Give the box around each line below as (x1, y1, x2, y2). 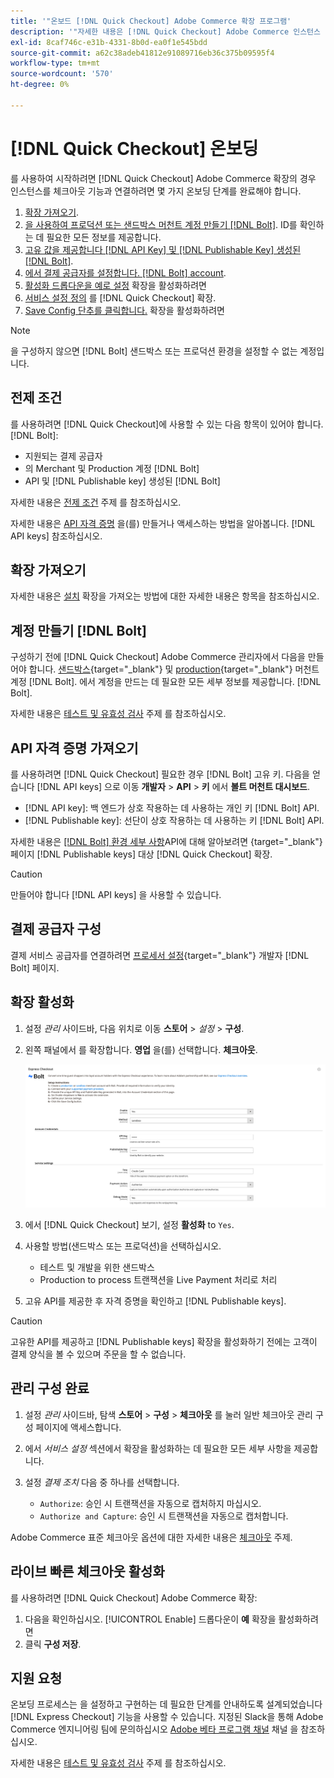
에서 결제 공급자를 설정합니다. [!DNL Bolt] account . (24, 266, 227, 279)
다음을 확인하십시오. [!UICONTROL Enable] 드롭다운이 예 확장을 (24, 1613, 277, 1625)
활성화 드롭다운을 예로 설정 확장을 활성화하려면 (24, 279, 207, 291)
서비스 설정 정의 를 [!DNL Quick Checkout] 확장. (24, 291, 217, 304)
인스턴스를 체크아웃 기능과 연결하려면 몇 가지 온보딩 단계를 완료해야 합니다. (10, 185, 302, 197)
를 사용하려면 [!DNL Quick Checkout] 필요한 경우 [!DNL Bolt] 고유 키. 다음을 (10, 768, 310, 780)
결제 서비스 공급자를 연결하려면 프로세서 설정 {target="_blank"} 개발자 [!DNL (10, 949, 310, 961)
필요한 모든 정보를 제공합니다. (46, 231, 162, 243)
